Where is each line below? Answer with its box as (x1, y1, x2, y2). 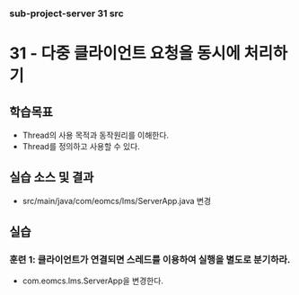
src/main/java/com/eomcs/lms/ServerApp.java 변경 (22, 195, 212, 206)
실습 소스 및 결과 (9, 170, 94, 185)
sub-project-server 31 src (9, 7, 124, 20)
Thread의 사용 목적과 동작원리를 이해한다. (22, 130, 169, 140)
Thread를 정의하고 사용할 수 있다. (22, 140, 141, 151)
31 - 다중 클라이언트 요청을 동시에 (9, 43, 241, 64)
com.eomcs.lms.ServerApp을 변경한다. (22, 275, 164, 286)
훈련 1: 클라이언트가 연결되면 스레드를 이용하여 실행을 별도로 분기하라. (9, 254, 291, 266)
